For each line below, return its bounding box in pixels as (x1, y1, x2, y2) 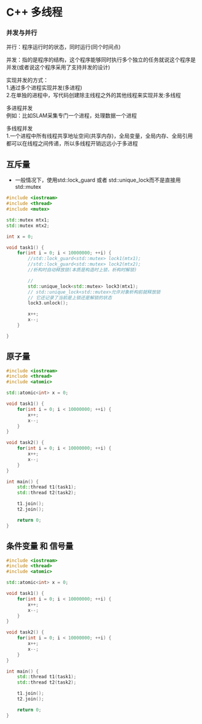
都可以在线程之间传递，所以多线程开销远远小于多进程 (6, 140, 138, 147)
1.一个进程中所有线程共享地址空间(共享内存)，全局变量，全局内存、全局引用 (6, 132, 193, 139)
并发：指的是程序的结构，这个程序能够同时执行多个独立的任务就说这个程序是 (6, 56, 196, 63)
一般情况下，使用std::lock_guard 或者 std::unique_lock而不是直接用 (14, 176, 182, 184)
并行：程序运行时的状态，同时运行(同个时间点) (6, 43, 121, 51)
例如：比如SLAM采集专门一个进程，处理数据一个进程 (6, 112, 137, 119)
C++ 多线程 (6, 5, 63, 19)
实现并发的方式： (6, 77, 49, 84)
